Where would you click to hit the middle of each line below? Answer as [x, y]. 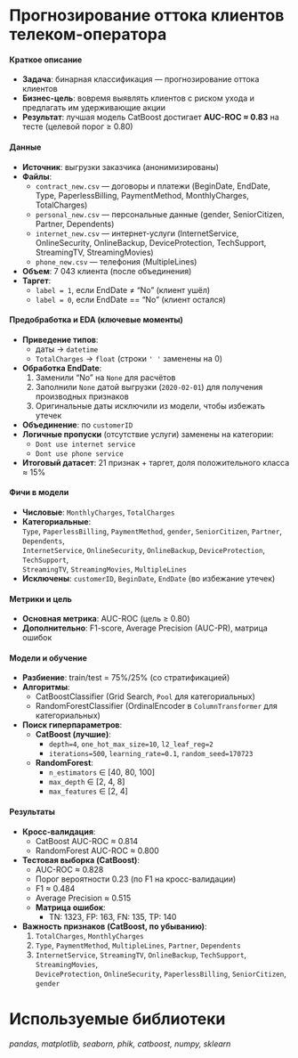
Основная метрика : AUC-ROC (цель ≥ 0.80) [106, 619]
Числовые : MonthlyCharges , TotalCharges [98, 512]
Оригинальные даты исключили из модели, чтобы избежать [150, 405]
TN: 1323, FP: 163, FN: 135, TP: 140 [113, 916]
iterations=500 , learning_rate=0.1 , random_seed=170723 [151, 753]
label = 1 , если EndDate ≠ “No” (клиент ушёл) [123, 289]
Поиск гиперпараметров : [72, 725]
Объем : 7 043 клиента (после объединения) [107, 271]
